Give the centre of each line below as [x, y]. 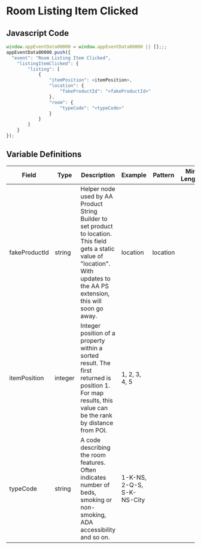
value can [94, 408]
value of [92, 256]
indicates [93, 477]
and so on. [95, 537]
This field [93, 241]
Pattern [164, 175]
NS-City [133, 499]
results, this [97, 400]
